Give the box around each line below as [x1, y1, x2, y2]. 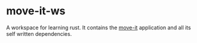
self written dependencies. [6, 30, 72, 37]
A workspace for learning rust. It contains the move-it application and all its [6, 24, 191, 31]
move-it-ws [6, 4, 66, 18]
